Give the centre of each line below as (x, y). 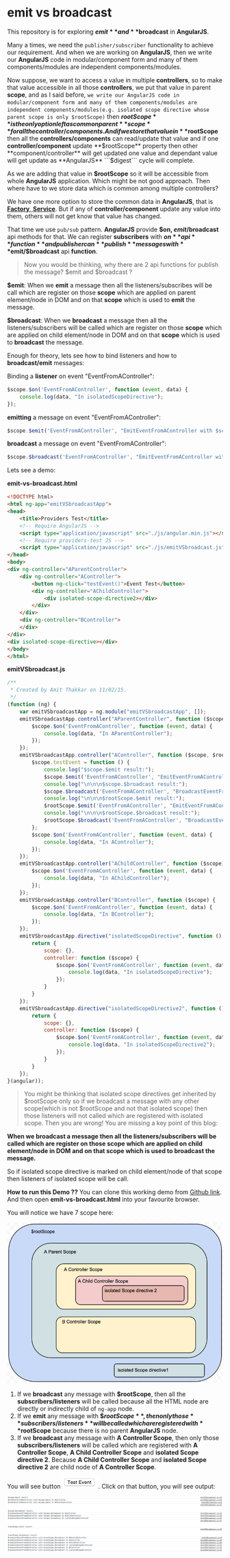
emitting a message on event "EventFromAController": (84, 417)
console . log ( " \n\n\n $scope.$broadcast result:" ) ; (116, 784)
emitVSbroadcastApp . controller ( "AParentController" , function (110, 719)
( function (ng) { (32, 705)
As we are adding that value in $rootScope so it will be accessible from (108, 174)
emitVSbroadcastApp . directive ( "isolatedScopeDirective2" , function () (122, 1008)
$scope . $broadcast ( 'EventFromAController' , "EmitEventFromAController (110, 457)
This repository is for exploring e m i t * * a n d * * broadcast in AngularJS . (108, 32)
